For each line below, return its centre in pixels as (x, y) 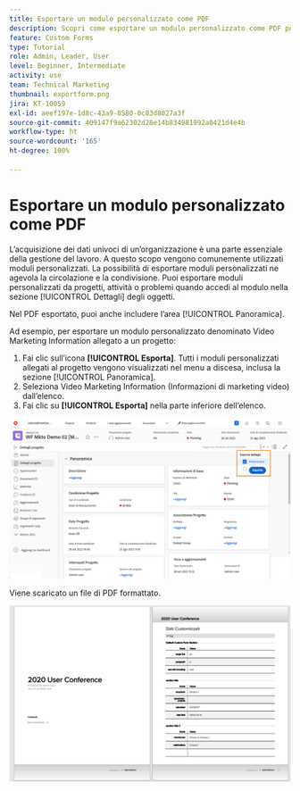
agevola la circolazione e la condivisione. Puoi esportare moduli (126, 278)
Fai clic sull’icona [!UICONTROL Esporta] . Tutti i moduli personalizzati (150, 358)
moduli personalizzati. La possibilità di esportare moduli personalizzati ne (144, 268)
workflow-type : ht (43, 132)
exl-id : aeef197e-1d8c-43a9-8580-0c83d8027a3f (97, 113)
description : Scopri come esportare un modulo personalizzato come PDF (145, 28)
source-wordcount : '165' (55, 142)
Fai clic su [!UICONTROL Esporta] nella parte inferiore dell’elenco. (144, 405)
